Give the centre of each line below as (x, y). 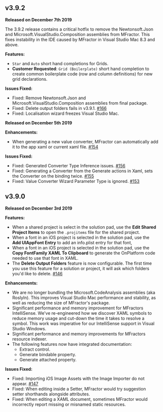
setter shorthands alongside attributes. (51, 394)
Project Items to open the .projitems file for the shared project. (76, 232)
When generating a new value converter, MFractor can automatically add (85, 142)
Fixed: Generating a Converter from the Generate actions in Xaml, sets (82, 171)
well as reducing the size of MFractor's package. (61, 303)
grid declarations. (30, 79)
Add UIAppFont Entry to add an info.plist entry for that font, (72, 242)
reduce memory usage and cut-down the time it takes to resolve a (78, 318)
